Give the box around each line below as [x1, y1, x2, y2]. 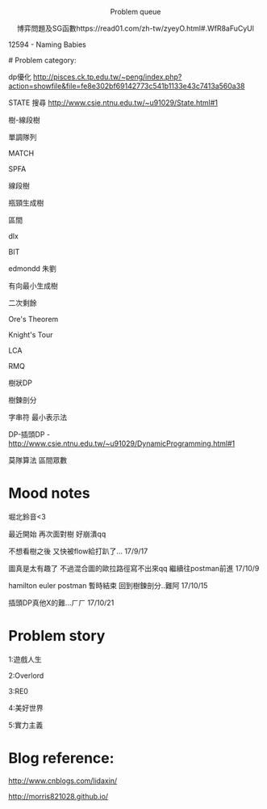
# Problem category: [8, 56, 77, 65]
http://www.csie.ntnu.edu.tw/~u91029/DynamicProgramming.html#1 [8, 438, 236, 448]
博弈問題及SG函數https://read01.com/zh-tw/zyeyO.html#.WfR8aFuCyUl [17, 23, 254, 33]
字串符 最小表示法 [8, 413, 67, 421]
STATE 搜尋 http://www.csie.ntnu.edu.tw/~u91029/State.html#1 [8, 98, 219, 108]
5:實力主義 [8, 720, 44, 730]
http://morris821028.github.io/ [8, 791, 109, 801]
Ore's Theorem [8, 315, 59, 324]
